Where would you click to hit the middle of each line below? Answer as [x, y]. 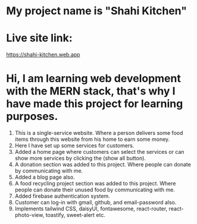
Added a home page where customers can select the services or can [99, 152]
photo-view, [29, 215]
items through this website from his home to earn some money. [92, 139]
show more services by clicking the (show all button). [80, 158]
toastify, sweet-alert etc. [76, 215]
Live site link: [39, 38]
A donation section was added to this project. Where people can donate [103, 165]
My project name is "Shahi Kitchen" [97, 11]
